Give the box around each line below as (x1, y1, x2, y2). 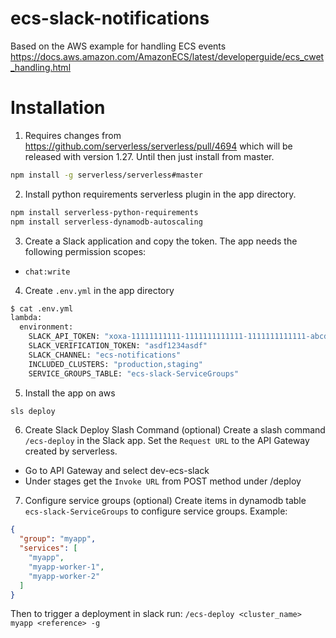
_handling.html (10, 61, 72, 73)
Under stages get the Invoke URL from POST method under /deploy (24, 475, 302, 487)
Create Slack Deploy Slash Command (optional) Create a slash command (24, 424, 326, 436)
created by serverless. (24, 445, 118, 457)
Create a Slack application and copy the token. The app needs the (24, 235, 298, 247)
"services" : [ (19, 543, 78, 554)
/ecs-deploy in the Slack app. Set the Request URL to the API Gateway (24, 435, 310, 447)
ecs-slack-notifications (10, 7, 210, 30)
